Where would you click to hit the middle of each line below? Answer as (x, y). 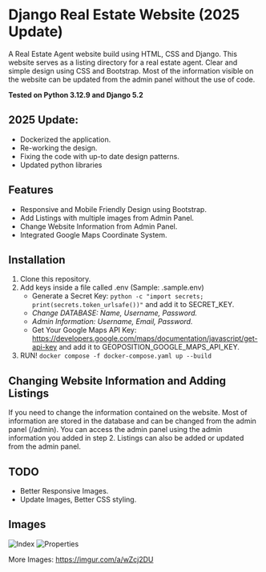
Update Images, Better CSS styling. (78, 499)
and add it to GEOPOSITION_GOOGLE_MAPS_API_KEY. (149, 347)
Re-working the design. (58, 148)
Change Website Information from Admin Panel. (99, 226)
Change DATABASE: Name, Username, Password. (115, 313)
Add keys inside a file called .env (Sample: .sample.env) (112, 288)
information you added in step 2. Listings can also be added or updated (126, 438)
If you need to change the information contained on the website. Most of (128, 413)
